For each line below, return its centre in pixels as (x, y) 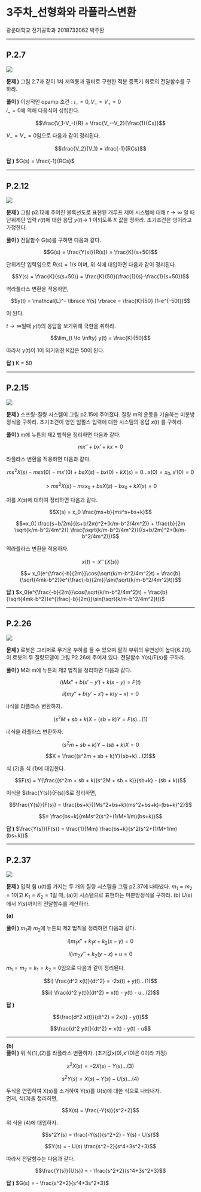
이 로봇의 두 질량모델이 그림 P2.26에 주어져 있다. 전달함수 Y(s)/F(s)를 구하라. (96, 657)
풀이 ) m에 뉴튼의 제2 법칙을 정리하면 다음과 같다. (63, 434)
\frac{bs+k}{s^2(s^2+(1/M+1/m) (138, 829)
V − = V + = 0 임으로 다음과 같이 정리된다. (53, 136)
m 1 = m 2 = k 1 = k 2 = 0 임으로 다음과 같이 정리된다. (66, 969)
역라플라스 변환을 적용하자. (37, 548)
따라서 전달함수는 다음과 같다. (41, 1159)
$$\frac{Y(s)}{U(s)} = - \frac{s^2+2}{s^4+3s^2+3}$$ (100, 1171)
